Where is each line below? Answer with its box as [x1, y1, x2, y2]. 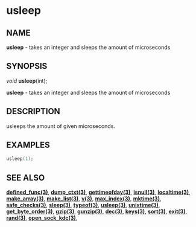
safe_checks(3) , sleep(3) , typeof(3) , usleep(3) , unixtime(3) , [6, 202, 160, 209]
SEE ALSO [6, 173, 45, 183]
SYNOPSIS [6, 61, 48, 71]
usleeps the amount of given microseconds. [6, 122, 116, 130]
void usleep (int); [6, 77, 48, 85]
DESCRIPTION [6, 106, 60, 117]
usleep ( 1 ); [6, 156, 34, 162]
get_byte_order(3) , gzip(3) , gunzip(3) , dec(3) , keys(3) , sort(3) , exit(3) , [6, 208, 188, 215]
